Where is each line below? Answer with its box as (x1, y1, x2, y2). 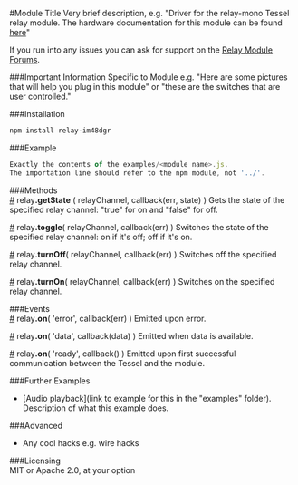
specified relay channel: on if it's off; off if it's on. (9, 231, 193, 242)
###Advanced (9, 420, 63, 431)
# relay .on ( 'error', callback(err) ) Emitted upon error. (9, 313, 207, 324)
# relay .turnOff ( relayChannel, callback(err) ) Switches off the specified (9, 248, 277, 259)
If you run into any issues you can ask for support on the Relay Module (9, 44, 274, 55)
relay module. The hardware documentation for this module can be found (9, 17, 283, 28)
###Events (9, 303, 50, 314)
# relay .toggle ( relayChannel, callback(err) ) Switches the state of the (9, 221, 269, 232)
